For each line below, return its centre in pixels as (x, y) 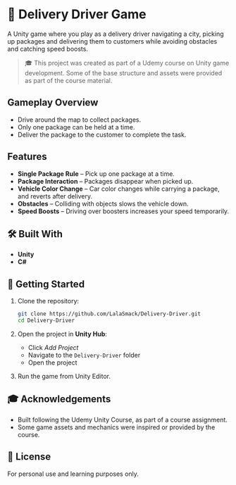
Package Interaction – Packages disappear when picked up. (105, 181)
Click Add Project (53, 347)
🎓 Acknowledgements (59, 399)
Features (27, 157)
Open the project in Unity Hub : (62, 334)
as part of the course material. (68, 80)
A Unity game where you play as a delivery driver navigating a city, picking (116, 34)
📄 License (29, 457)
